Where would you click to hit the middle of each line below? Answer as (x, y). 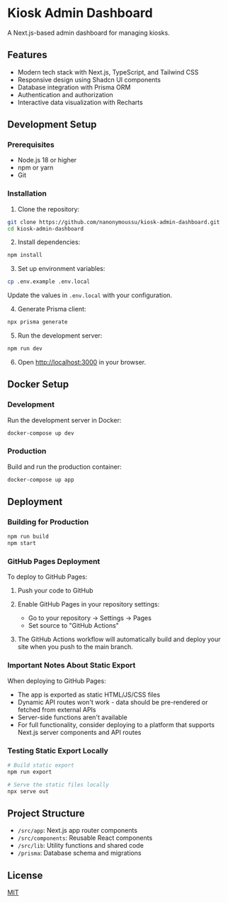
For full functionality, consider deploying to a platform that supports (116, 724)
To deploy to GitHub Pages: (47, 577)
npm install (25, 255)
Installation (27, 194)
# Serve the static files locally (58, 785)
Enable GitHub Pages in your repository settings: (89, 604)
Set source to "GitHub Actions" (73, 626)
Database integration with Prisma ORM (74, 87)
